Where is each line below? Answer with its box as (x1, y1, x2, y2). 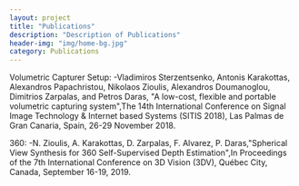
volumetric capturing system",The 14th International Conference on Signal (9, 101, 286, 112)
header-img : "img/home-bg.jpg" (9, 38, 128, 48)
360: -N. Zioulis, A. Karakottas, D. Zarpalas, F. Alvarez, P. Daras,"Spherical (9, 138, 288, 149)
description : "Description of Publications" (9, 30, 181, 39)
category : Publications (9, 47, 100, 56)
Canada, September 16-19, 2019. (9, 167, 132, 178)
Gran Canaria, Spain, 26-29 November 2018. (9, 120, 176, 132)
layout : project (9, 13, 71, 23)
